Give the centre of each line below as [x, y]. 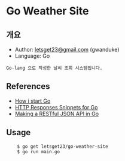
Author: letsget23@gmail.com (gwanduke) [67, 50]
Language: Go [32, 56]
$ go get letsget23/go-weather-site [63, 146]
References [28, 86]
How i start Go [33, 101]
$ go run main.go [39, 151]
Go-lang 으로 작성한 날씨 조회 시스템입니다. [54, 68]
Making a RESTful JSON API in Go [57, 114]
